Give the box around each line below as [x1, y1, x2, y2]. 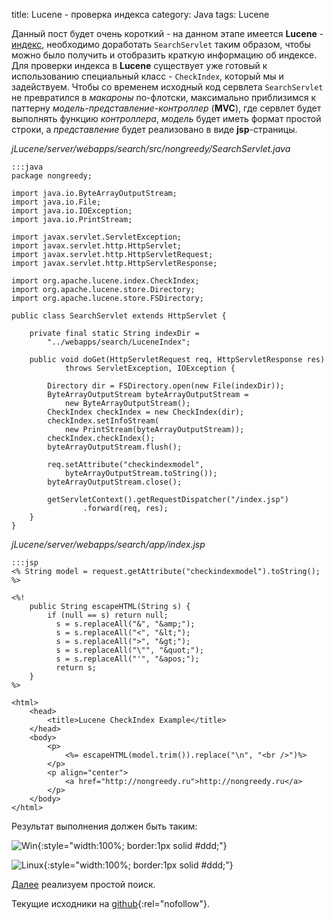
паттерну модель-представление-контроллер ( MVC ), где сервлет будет [11, 102, 322, 114]
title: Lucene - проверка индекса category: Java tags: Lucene [11, 9, 270, 20]
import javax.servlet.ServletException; [11, 232, 183, 242]
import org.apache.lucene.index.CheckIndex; [11, 276, 200, 286]
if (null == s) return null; [47, 610, 169, 620]
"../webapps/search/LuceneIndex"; [47, 337, 191, 347]
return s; [55, 663, 98, 673]
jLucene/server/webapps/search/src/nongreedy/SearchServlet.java [11, 143, 291, 154]
